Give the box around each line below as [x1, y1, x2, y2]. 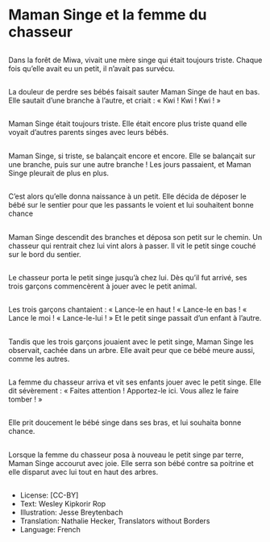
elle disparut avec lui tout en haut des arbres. [8, 467, 159, 477]
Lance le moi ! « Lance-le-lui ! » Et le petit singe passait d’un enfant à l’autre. [8, 313, 262, 323]
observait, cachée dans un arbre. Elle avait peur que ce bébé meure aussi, [8, 345, 255, 355]
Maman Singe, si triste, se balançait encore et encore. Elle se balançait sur [8, 151, 256, 161]
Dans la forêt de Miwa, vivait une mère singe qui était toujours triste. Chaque [8, 55, 263, 65]
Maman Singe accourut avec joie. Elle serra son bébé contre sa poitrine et [8, 458, 254, 468]
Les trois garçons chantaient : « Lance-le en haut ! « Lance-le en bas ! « [8, 305, 247, 314]
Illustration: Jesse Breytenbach [19, 507, 123, 518]
